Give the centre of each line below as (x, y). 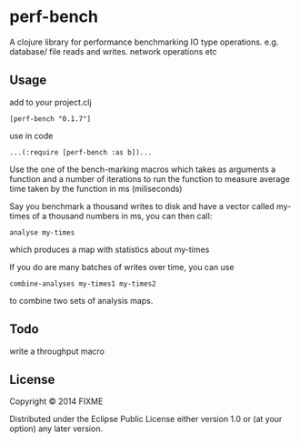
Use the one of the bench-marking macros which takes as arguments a (143, 169)
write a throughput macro (57, 351)
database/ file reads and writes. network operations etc (113, 51)
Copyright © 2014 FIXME (56, 401)
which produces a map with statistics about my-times (110, 249)
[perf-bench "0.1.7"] (50, 119)
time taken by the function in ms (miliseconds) (96, 188)
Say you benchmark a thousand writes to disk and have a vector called (142, 206)
